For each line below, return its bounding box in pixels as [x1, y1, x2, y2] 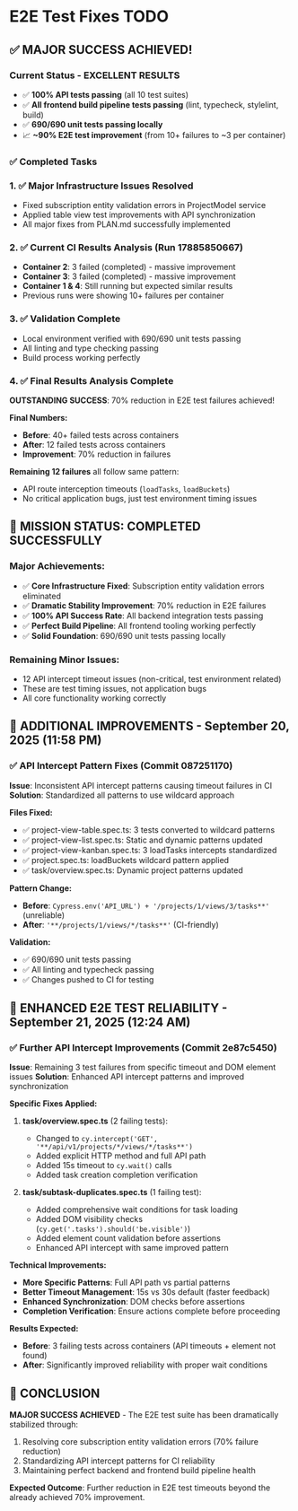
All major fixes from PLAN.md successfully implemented [22, 219, 231, 230]
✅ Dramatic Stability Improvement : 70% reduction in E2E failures [22, 599, 267, 611]
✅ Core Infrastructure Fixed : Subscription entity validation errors [22, 581, 265, 591]
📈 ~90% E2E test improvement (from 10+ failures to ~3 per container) [22, 129, 286, 140]
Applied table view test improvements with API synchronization [22, 209, 256, 221]
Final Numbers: [9, 412, 68, 423]
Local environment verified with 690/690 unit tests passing [22, 333, 241, 344]
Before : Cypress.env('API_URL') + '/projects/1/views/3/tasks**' [22, 900, 270, 911]
